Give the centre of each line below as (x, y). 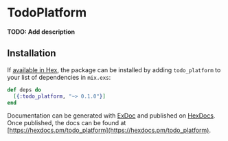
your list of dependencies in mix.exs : (59, 77)
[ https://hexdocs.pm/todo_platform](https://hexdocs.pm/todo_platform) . (109, 130)
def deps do (24, 90)
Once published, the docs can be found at (67, 123)
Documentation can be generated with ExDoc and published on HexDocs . (111, 116)
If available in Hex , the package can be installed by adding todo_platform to (114, 69)
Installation (32, 53)
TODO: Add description (41, 32)
